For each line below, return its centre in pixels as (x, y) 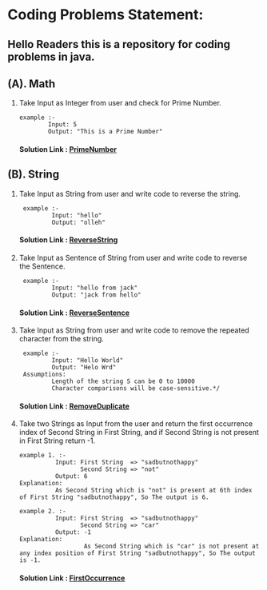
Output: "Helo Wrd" (84, 368)
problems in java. (51, 56)
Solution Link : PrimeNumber (68, 149)
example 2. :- (42, 512)
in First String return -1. (57, 441)
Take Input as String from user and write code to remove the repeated (134, 330)
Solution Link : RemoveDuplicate (74, 406)
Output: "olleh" (78, 222)
